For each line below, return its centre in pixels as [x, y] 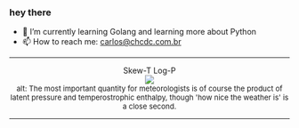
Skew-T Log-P [149, 71]
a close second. [149, 107]
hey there [30, 12]
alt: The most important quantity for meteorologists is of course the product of [149, 89]
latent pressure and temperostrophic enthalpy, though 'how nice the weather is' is [149, 98]
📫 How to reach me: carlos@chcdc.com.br [101, 42]
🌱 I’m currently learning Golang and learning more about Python [139, 32]
